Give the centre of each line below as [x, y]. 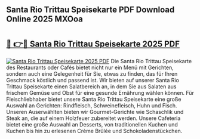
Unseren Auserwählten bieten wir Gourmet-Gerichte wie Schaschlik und [95, 112]
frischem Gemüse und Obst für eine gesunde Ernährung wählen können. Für [100, 93]
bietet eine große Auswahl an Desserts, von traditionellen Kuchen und [92, 124]
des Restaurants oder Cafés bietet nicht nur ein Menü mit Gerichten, [90, 67]
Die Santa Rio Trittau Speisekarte [151, 61]
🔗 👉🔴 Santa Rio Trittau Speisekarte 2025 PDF [93, 44]
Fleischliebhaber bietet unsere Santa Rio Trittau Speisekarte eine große [94, 99]
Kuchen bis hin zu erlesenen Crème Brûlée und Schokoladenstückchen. [94, 131]
